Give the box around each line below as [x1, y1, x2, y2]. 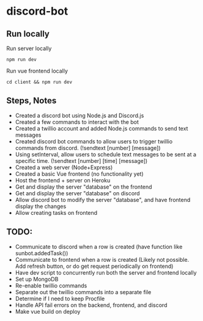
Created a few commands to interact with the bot [15, 118, 139, 126]
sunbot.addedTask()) [15, 249, 68, 257]
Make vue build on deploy [15, 308, 81, 315]
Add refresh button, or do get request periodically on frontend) [15, 262, 174, 270]
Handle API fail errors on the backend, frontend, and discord [15, 301, 168, 309]
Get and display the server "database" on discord [15, 189, 140, 197]
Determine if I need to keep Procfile [15, 295, 105, 302]
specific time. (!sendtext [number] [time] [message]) [15, 157, 148, 164]
